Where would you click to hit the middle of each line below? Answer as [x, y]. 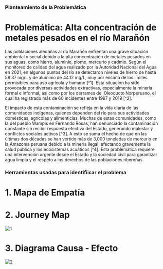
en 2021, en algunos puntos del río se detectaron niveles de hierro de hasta [81, 72]
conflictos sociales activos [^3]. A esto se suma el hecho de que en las [76, 134]
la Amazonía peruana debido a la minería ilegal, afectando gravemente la [78, 144]
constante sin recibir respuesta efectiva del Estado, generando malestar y [79, 128]
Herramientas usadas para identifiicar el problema [66, 172]
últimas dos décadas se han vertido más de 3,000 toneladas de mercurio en [81, 139]
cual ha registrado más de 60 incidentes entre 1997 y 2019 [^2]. [69, 98]
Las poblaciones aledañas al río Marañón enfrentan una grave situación [77, 51]
